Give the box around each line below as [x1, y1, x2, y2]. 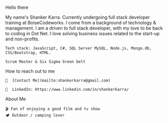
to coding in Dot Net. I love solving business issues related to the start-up [5, 31, 160, 36]
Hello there [5, 5, 29, 10]
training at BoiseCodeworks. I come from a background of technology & [5, 20, 157, 26]
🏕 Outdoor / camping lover [5, 113, 65, 118]
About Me [5, 96, 27, 102]
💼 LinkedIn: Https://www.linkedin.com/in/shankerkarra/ [5, 87, 129, 92]
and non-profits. [5, 36, 40, 42]
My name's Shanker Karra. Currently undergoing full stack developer [5, 14, 150, 20]
